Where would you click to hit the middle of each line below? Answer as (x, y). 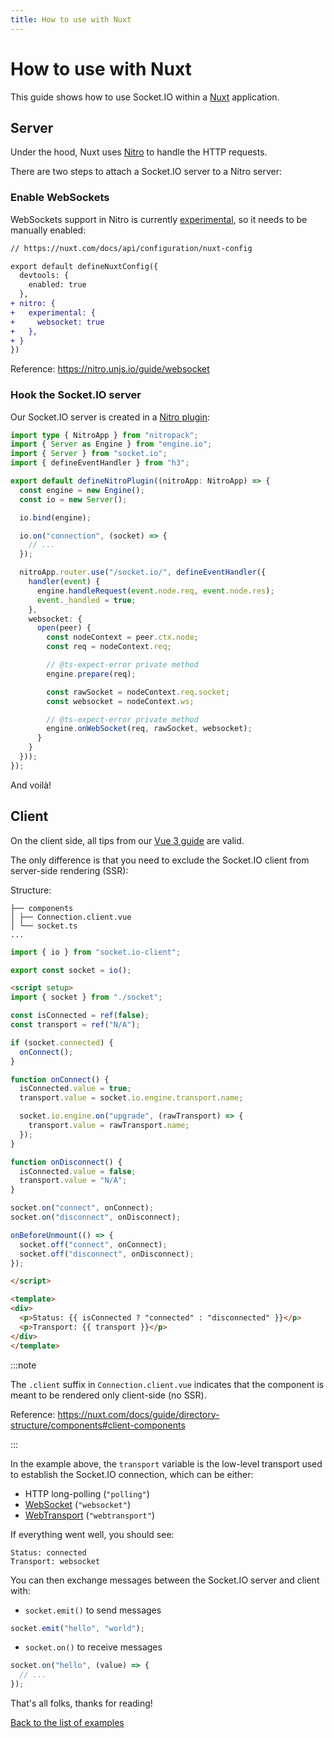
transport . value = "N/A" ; (73, 1181)
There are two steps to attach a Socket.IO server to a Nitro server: (146, 172)
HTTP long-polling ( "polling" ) (87, 1493)
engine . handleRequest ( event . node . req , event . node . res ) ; (155, 591)
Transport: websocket (55, 1561)
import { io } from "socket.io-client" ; (96, 952)
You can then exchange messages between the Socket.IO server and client (165, 1580)
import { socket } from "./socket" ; (86, 997)
